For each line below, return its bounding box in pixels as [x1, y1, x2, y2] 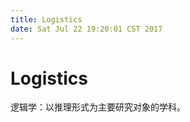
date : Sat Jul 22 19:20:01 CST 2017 [10, 24, 163, 34]
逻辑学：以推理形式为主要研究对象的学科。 [10, 101, 186, 113]
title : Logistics [10, 14, 83, 25]
